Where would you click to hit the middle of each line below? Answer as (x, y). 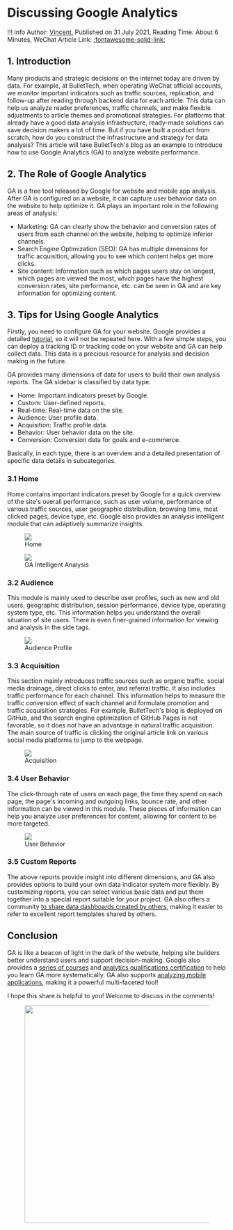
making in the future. (37, 361)
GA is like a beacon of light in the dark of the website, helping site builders (114, 952)
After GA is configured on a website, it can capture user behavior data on (112, 198)
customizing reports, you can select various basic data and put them (105, 892)
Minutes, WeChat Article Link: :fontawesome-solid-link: (86, 39)
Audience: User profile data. (58, 418)
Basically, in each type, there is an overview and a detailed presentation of (114, 453)
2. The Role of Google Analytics (77, 174)
